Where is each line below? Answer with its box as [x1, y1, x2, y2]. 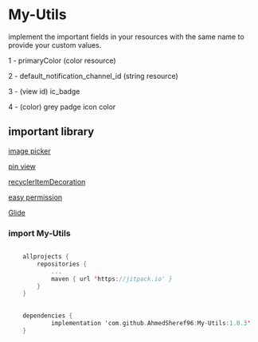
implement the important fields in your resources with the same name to [8, 32, 244, 41]
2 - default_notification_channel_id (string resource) [8, 71, 179, 80]
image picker [8, 146, 51, 156]
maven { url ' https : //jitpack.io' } [50, 274, 173, 283]
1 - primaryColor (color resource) [8, 56, 117, 65]
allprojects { [22, 253, 69, 261]
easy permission [8, 192, 63, 202]
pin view [8, 161, 36, 171]
